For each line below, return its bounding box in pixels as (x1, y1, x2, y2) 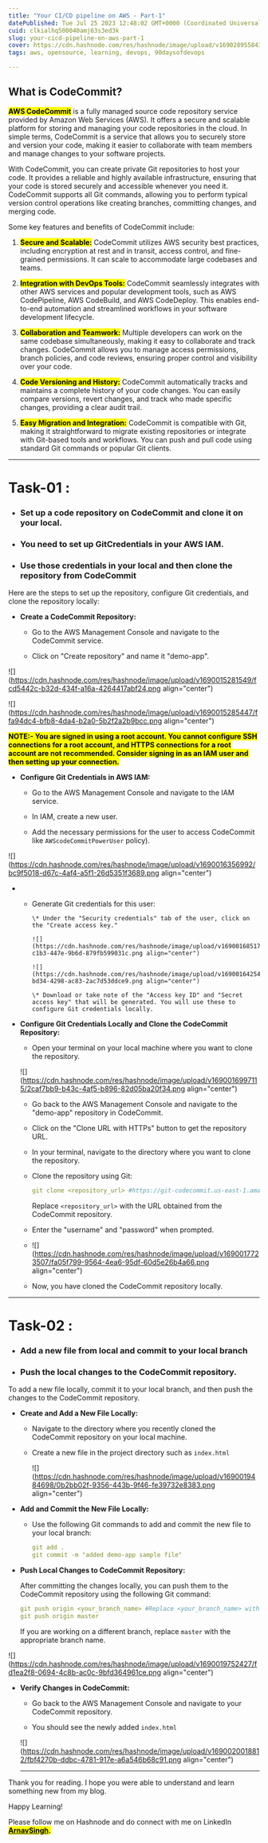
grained (19, 254, 45, 264)
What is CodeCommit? (8, 85, 123, 99)
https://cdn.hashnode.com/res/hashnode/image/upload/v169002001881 (22, 1746, 260, 1755)
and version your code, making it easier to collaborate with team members (8, 140, 253, 150)
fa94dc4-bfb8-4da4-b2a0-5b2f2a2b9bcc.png (8, 716, 163, 726)
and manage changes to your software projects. (8, 148, 166, 158)
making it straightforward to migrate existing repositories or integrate (19, 426, 246, 435)
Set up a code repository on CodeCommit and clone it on (19, 507, 243, 518)
